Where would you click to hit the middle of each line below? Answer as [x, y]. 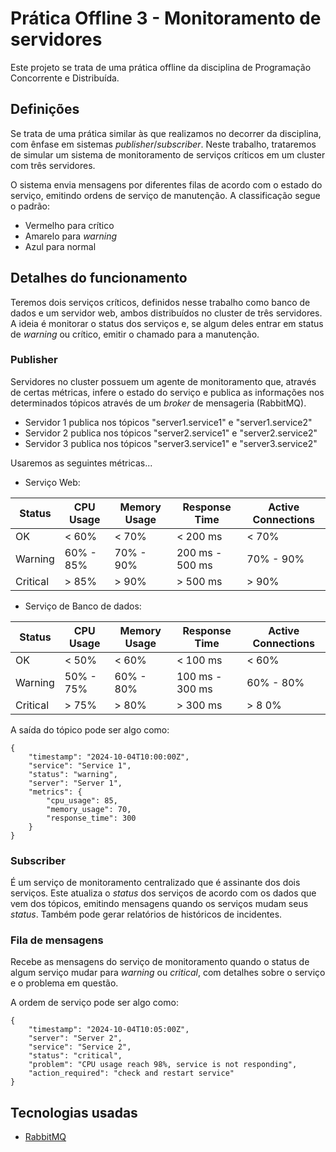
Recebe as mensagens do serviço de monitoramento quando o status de [160, 962]
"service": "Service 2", [80, 1047]
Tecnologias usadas [74, 1112]
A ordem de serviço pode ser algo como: [94, 1003]
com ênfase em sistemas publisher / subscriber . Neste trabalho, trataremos [163, 144]
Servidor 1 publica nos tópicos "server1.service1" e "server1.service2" [168, 422]
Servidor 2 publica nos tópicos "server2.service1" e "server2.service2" [171, 433]
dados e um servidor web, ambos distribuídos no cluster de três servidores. [166, 313]
